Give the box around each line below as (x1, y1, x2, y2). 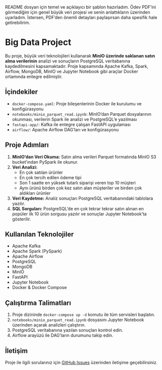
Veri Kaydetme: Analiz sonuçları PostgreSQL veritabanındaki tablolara (12, 195, 153, 201)
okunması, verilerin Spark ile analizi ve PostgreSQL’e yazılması (12, 116, 137, 122)
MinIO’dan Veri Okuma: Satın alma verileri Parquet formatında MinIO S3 (12, 154, 157, 160)
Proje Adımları (5, 141, 49, 149)
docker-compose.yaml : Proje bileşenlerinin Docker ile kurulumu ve (12, 101, 142, 106)
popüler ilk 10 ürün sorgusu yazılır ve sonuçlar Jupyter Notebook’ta (12, 211, 147, 217)
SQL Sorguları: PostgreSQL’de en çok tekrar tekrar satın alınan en (12, 206, 144, 211)
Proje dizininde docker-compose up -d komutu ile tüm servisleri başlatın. (12, 312, 155, 318)
